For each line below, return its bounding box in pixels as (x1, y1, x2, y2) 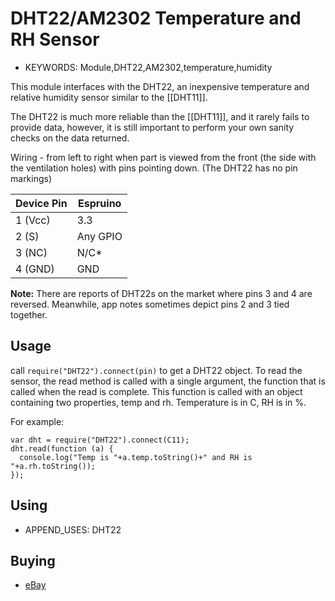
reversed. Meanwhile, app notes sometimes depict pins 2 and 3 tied (10, 298, 290, 310)
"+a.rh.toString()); (10, 461, 97, 471)
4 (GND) (15, 262, 55, 276)
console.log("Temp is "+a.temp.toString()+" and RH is (19, 452, 253, 462)
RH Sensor (10, 28, 100, 51)
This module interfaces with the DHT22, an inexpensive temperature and (10, 80, 310, 92)
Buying (10, 552, 56, 569)
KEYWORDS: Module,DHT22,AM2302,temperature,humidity (24, 61, 273, 73)
